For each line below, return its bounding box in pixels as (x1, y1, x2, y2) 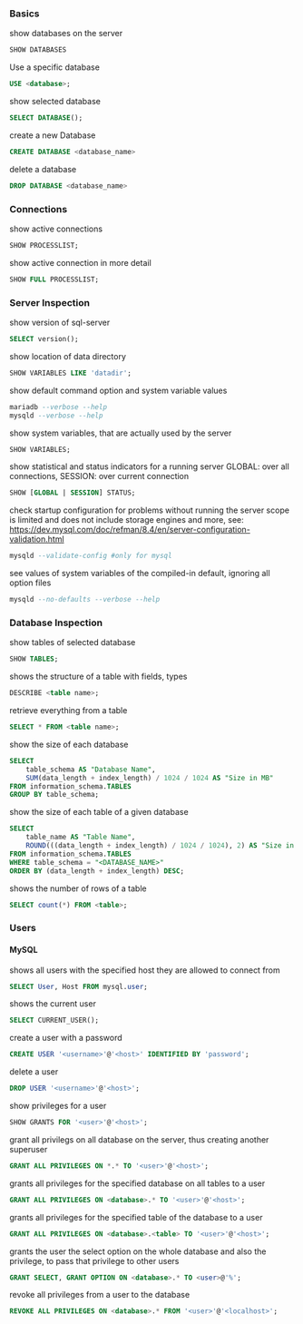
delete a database (9, 163, 77, 174)
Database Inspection (9, 616, 103, 629)
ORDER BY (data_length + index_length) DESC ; (9, 866, 184, 876)
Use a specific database (9, 62, 100, 73)
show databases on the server (9, 28, 123, 39)
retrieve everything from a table (9, 705, 128, 716)
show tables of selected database (9, 637, 136, 648)
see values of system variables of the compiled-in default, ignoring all (9, 568, 270, 579)
